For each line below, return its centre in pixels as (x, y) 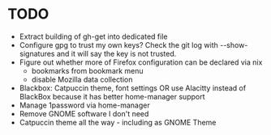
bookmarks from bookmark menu (87, 70)
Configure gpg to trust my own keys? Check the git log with (118, 44)
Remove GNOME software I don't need (84, 113)
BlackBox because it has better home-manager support (112, 96)
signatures (37, 53)
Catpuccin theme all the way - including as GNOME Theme (118, 122)
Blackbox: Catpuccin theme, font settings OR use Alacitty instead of (133, 88)
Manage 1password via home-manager (85, 105)
